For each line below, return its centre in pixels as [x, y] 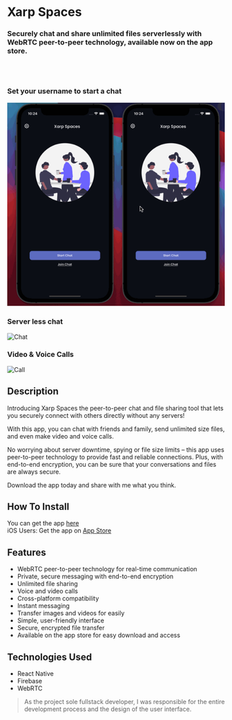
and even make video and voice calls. [60, 436]
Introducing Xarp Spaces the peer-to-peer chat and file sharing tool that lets [115, 408]
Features [27, 552]
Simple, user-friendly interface [61, 620]
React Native [35, 674]
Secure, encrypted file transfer [61, 628]
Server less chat [35, 322]
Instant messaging [43, 606]
